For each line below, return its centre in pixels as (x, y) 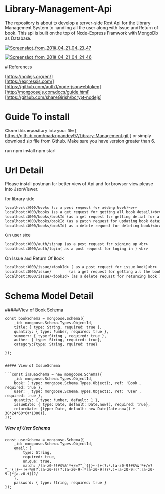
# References (19, 67)
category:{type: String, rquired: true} (56, 344)
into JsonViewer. (22, 189)
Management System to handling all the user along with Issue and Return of (82, 27)
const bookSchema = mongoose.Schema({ (45, 318)
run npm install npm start (30, 150)
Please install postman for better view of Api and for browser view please (79, 184)
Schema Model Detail (49, 296)
